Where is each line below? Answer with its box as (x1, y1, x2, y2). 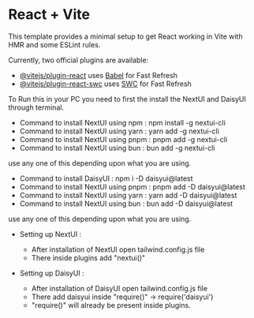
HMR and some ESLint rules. (8, 39, 101, 49)
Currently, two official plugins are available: (8, 55, 149, 65)
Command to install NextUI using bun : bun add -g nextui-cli (19, 143, 215, 152)
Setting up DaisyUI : (19, 268, 84, 278)
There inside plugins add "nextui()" (31, 253, 146, 262)
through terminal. (8, 103, 65, 112)
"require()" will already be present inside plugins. (31, 300, 191, 309)
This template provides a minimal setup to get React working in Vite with (8, 32, 243, 41)
